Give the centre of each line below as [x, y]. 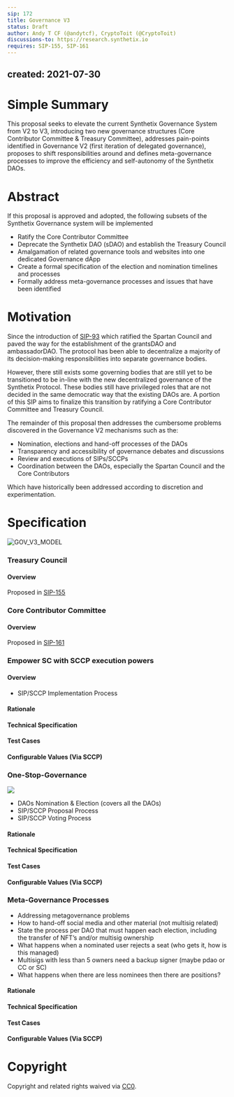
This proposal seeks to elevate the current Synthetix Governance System [112, 124]
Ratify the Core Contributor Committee [73, 237]
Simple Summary [58, 104]
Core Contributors [43, 474]
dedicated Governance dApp [59, 259]
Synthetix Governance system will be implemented [80, 224]
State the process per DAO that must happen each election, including [117, 930]
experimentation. [31, 495]
